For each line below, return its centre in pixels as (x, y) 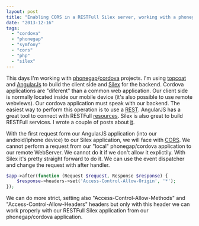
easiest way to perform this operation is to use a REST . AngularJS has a (93, 109)
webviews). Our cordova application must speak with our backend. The (93, 103)
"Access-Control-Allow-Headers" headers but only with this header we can (98, 204)
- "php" (21, 56)
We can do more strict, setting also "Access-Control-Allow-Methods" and (96, 198)
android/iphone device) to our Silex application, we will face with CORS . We (98, 140)
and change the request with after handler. (58, 165)
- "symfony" (26, 45)
